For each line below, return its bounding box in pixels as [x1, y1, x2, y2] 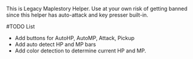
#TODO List [6, 23, 35, 30]
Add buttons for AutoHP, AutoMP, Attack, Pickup [14, 35, 135, 41]
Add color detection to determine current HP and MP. [14, 47, 146, 54]
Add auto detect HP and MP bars [14, 41, 96, 48]
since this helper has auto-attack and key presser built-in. [6, 11, 148, 18]
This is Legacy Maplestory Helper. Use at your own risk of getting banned [6, 5, 188, 12]
